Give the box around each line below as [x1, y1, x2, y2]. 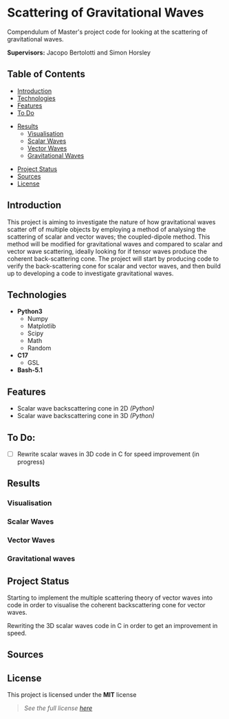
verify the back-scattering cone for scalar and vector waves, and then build [7, 262, 221, 270]
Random [27, 344, 52, 353]
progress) [17, 457, 45, 466]
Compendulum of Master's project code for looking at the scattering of [7, 28, 208, 36]
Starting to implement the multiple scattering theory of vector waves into [7, 593, 213, 602]
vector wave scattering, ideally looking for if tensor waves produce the [7, 247, 208, 255]
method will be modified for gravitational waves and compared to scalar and [7, 239, 223, 248]
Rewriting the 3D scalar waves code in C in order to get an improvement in [7, 621, 218, 629]
